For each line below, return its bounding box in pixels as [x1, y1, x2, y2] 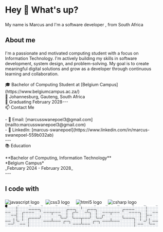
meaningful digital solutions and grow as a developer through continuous [5, 66, 152, 72]
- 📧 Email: [5, 117, 24, 123]
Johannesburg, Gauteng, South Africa [9, 94, 85, 100]
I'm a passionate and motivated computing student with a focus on [5, 51, 139, 56]
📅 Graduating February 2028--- [5, 99, 69, 105]
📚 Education [5, 143, 31, 149]
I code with [5, 184, 39, 193]
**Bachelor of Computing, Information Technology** [5, 155, 112, 161]
